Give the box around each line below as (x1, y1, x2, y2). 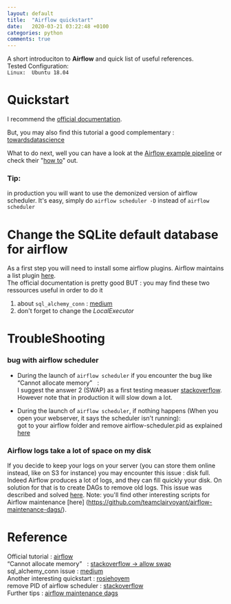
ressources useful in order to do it (7, 286, 103, 294)
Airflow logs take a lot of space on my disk (7, 445, 151, 455)
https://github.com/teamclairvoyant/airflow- (88, 498, 212, 507)
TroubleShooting (7, 331, 105, 347)
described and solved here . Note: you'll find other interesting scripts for (7, 491, 210, 499)
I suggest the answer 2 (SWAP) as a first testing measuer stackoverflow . (16, 385, 222, 394)
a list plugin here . (7, 272, 56, 280)
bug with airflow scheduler (7, 356, 99, 365)
